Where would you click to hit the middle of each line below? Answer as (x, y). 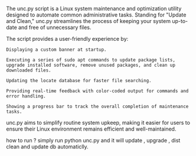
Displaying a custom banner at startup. (57, 50)
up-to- (180, 21)
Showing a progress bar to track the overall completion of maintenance (97, 106)
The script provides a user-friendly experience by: (67, 39)
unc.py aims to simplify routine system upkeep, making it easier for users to (98, 123)
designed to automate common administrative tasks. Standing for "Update (96, 15)
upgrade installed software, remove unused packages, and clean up (91, 65)
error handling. (26, 96)
